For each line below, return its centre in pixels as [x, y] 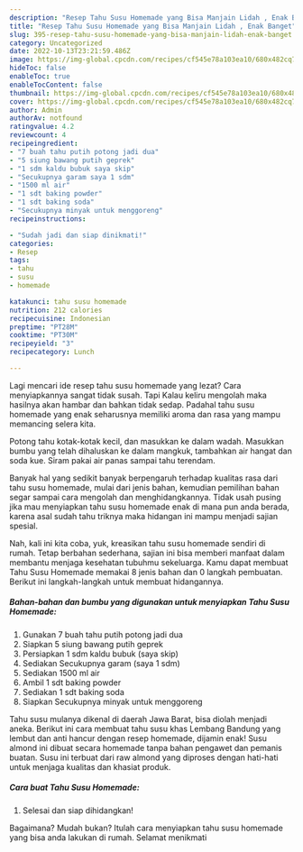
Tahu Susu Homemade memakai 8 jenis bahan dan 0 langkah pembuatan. [146, 572]
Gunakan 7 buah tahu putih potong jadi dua [102, 634]
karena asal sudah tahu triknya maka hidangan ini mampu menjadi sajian [144, 516]
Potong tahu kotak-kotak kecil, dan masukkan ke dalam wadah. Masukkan [147, 441]
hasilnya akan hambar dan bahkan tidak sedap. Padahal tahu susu [132, 404]
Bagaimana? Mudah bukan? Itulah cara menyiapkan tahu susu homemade [147, 828]
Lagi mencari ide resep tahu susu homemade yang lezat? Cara [125, 385]
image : [22, 60]
